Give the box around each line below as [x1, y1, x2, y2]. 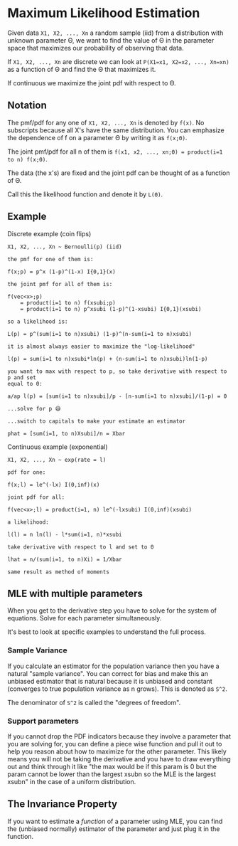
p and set [7, 374, 37, 381]
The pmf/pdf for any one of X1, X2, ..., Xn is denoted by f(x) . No [7, 118, 205, 127]
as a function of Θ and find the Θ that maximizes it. [7, 65, 156, 73]
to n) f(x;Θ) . [7, 154, 48, 163]
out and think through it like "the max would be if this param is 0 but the [7, 762, 217, 771]
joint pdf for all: [7, 493, 65, 501]
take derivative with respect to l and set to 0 [7, 543, 154, 551]
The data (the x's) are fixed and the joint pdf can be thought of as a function [7, 169, 230, 177]
